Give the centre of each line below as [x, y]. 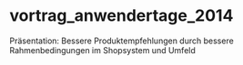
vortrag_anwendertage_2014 [121, 16]
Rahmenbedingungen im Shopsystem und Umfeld [102, 50]
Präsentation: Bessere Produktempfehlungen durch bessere [121, 41]
